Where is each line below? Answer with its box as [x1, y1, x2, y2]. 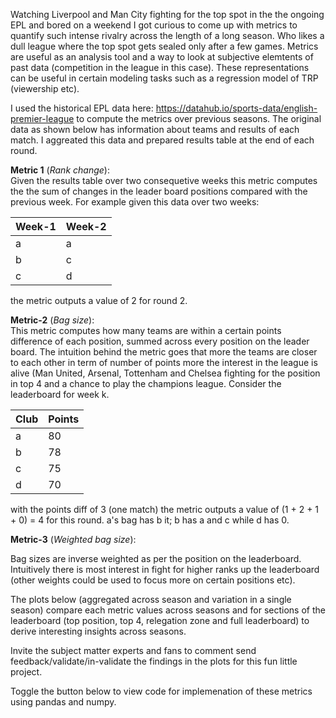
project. [10, 666, 43, 678]
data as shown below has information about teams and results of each [10, 124, 300, 135]
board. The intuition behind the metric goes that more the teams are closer [10, 346, 318, 358]
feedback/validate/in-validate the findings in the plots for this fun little [10, 655, 298, 667]
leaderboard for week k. [10, 389, 110, 400]
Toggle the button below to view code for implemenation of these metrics [10, 685, 313, 697]
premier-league [10, 113, 75, 124]
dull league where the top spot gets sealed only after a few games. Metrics [10, 40, 319, 52]
